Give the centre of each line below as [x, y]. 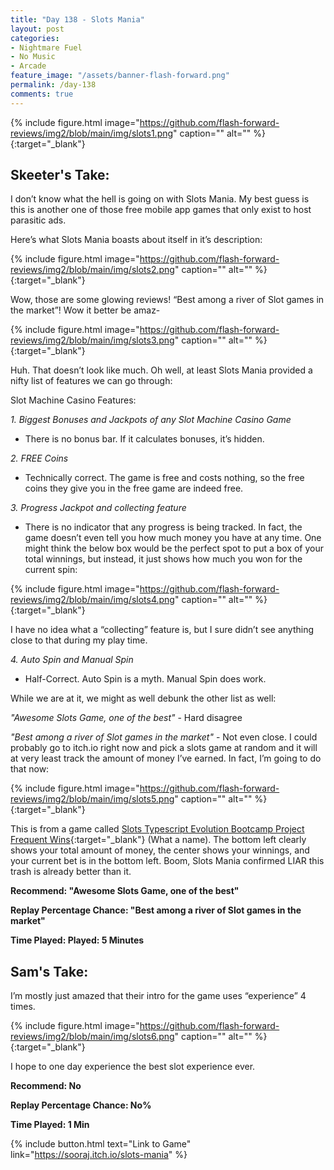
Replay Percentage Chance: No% [81, 1105]
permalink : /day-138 [53, 85]
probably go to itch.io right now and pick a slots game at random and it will [164, 748]
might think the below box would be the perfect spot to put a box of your [174, 548]
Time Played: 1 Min [50, 1125]
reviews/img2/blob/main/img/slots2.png [92, 270]
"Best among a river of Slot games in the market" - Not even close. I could [164, 737]
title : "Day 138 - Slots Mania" [77, 19]
